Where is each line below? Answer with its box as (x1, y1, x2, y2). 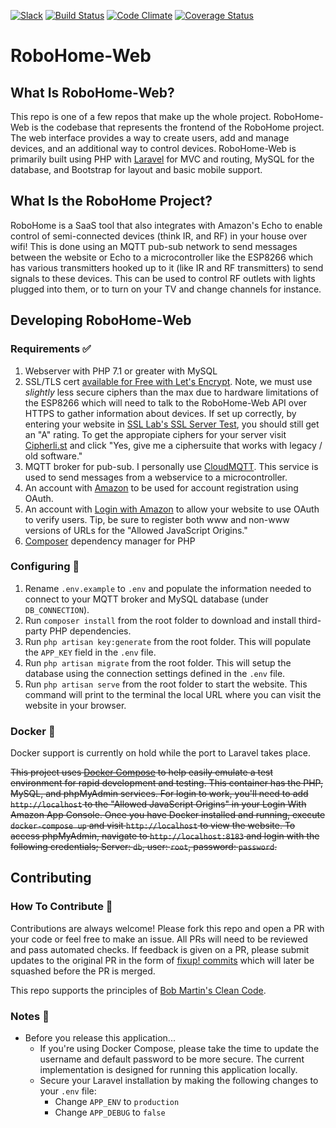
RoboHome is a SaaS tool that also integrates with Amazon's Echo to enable (10, 219, 323, 231)
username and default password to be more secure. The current (39, 1053, 305, 1065)
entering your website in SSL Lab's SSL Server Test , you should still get (24, 418, 320, 430)
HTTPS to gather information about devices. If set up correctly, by (24, 407, 297, 419)
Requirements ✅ (10, 342, 92, 356)
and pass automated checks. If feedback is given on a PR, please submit (10, 943, 310, 955)
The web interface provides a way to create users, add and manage (10, 132, 290, 144)
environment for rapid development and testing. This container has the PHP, (10, 777, 324, 789)
